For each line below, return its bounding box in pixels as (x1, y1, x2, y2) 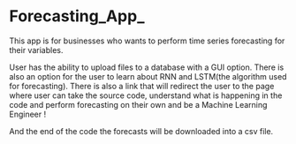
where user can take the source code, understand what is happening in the (9, 90, 283, 101)
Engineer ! (9, 109, 47, 119)
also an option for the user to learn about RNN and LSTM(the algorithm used (9, 71, 287, 81)
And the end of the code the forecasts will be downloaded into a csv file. (9, 125, 274, 136)
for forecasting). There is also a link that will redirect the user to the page (9, 80, 275, 91)
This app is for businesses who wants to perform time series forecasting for (9, 35, 285, 46)
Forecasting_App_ (9, 6, 145, 27)
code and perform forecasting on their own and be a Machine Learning (9, 99, 268, 110)
